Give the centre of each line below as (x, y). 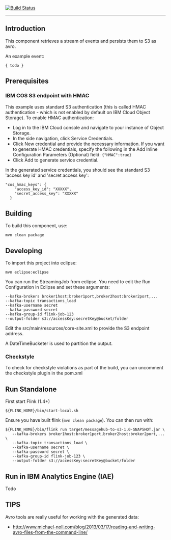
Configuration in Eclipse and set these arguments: (58, 287)
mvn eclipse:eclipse (27, 273)
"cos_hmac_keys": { (26, 184)
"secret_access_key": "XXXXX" (47, 194)
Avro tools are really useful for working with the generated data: (72, 517)
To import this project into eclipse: (41, 263)
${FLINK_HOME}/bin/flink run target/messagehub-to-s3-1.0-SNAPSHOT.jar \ (85, 430)
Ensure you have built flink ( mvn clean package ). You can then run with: (79, 420)
